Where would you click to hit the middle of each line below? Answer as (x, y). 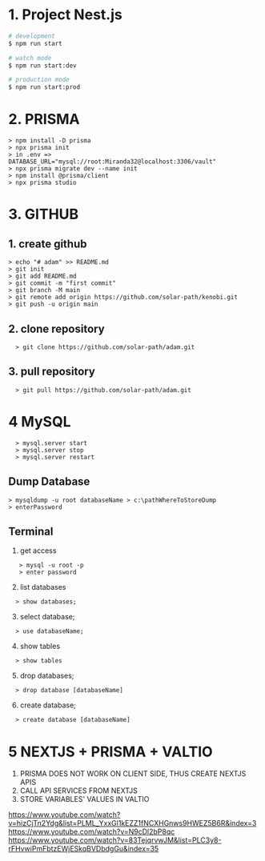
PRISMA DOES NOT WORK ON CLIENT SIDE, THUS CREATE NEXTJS (133, 774)
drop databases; (47, 676)
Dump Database (49, 482)
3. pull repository (52, 372)
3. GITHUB (44, 214)
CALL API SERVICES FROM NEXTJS (78, 791)
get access (38, 551)
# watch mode (30, 58)
